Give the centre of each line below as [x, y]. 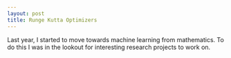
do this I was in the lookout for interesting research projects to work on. [109, 47]
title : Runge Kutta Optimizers [52, 20]
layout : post [26, 13]
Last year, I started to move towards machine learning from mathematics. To [116, 39]
